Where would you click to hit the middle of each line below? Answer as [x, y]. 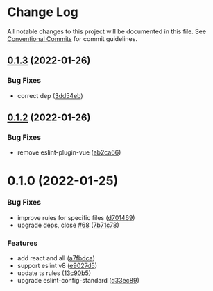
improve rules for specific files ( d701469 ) [76, 217]
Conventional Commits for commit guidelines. [72, 38]
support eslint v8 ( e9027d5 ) [57, 266]
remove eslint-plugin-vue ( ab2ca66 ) [69, 152]
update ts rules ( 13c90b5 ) [54, 273]
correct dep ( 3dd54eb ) [50, 95]
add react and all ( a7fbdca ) [56, 258]
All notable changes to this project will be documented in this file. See [107, 31]
